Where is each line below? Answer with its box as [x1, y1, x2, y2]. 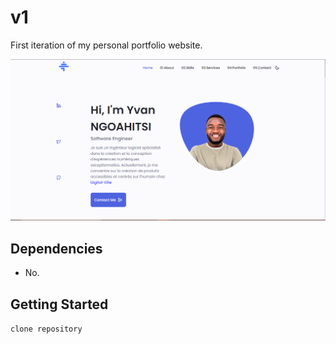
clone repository [10, 324, 83, 334]
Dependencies [10, 240, 103, 257]
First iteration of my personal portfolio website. [10, 39, 203, 51]
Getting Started [10, 296, 109, 313]
